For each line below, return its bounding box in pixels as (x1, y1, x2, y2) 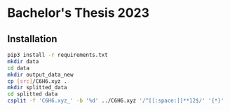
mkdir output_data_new (7, 71, 74, 78)
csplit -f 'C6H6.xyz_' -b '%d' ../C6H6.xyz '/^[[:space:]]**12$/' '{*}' (7, 97, 224, 105)
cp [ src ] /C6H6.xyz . (7, 77, 68, 85)
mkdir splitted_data (7, 84, 68, 91)
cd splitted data (7, 91, 58, 98)
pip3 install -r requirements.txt (7, 51, 109, 58)
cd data (7, 65, 30, 72)
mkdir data (7, 58, 39, 65)
